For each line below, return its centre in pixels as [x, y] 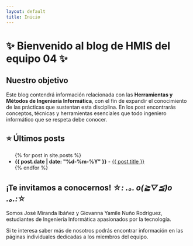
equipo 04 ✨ [37, 58]
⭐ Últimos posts [36, 138]
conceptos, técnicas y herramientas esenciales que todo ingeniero [86, 113]
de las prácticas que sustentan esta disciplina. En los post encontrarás [91, 107]
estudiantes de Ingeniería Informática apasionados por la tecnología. [89, 219]
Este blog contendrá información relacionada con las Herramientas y [89, 95]
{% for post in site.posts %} [48, 155]
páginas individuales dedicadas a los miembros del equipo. [77, 237]
